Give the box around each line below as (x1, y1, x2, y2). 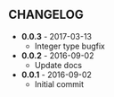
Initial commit (34, 78, 85, 89)
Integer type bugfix (34, 40, 106, 51)
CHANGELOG (8, 7, 84, 22)
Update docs (34, 59, 82, 70)
